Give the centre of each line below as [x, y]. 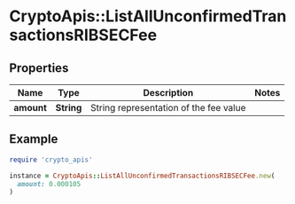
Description [168, 93]
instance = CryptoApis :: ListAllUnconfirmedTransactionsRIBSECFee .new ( [142, 176]
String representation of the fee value [168, 108]
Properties [39, 68]
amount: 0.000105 [49, 184]
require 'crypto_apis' [51, 160]
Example [34, 139]
